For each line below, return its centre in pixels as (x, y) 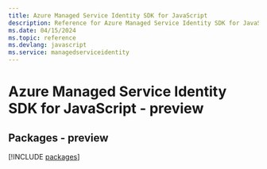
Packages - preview (58, 138)
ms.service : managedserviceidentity (69, 52)
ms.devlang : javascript (48, 45)
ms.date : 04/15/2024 (43, 30)
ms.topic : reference (43, 38)
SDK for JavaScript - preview (106, 109)
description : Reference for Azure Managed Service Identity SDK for (124, 23)
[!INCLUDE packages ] (44, 157)
